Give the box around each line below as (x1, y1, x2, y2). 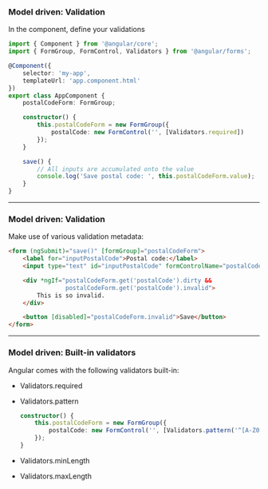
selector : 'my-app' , (22, 69, 91, 78)
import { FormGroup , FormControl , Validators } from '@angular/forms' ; (8, 47, 251, 56)
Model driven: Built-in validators (8, 347, 136, 358)
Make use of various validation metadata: (8, 232, 144, 241)
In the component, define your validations (8, 25, 145, 34)
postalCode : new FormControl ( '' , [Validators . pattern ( (49, 427, 235, 435)
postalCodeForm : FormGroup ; (22, 99, 116, 107)
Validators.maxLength (19, 471, 92, 481)
